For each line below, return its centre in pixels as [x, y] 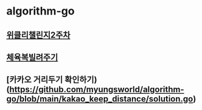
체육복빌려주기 [32, 57]
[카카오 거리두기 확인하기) [52, 80]
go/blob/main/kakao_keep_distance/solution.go [100, 99]
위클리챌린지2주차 [38, 35]
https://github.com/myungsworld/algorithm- [96, 90]
